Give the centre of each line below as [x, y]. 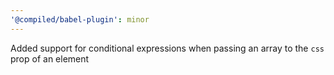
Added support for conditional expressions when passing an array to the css [167, 48]
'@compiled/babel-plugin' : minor [80, 19]
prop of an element [50, 58]
